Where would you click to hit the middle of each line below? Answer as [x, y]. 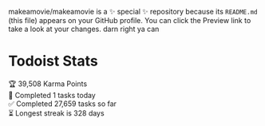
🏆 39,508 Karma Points [48, 84]
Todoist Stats [53, 61]
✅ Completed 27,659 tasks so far [63, 104]
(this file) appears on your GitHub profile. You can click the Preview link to [130, 20]
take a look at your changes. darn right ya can [84, 29]
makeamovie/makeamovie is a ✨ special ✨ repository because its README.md [133, 12]
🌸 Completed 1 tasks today [52, 95]
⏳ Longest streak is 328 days [57, 113]
